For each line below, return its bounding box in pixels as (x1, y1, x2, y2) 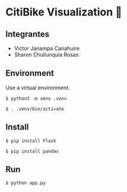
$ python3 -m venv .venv (5, 95, 67, 102)
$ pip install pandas (5, 148, 59, 154)
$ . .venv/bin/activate (5, 106, 65, 112)
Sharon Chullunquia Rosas (14, 51, 79, 58)
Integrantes (5, 29, 50, 39)
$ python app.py (5, 180, 46, 186)
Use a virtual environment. (5, 84, 71, 91)
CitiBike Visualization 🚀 (5, 5, 122, 19)
